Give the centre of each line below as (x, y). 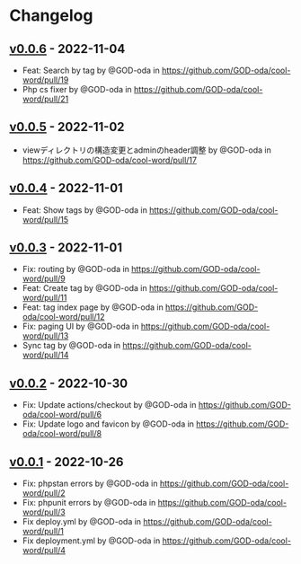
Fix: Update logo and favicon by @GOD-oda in (108, 424)
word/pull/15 (45, 219)
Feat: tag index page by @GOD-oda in (93, 307)
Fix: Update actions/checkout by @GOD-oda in (109, 405)
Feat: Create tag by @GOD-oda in (84, 288)
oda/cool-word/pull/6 (62, 415)
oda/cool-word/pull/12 (63, 317)
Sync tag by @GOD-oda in (71, 346)
